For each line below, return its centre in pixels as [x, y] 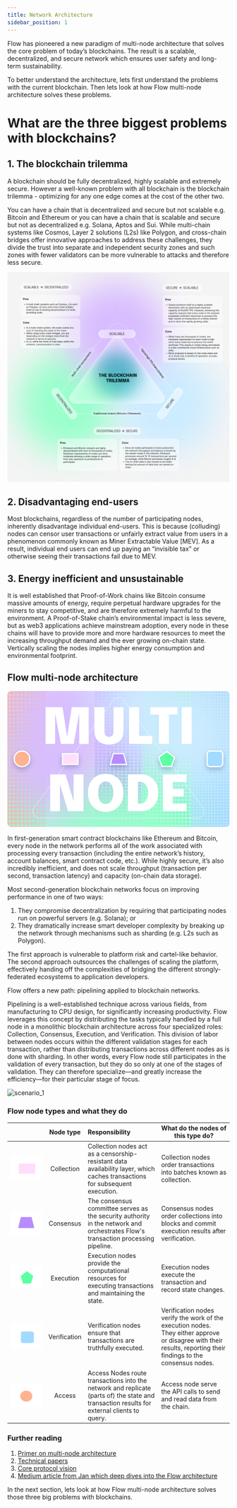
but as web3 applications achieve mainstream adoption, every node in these [118, 626]
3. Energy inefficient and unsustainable [96, 579]
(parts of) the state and [121, 1395]
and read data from [189, 1399]
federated [22, 976]
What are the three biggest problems [117, 123]
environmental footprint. [42, 656]
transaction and [184, 1282]
